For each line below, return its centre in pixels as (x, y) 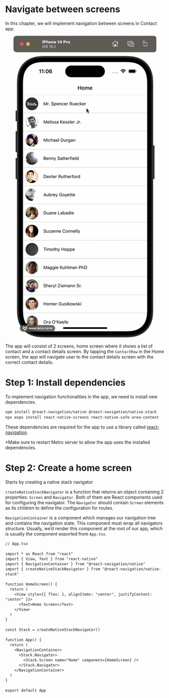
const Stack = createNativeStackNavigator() (53, 630)
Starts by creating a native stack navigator (49, 482)
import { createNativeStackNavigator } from (53, 569)
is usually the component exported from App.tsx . (56, 534)
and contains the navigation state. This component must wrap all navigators (84, 523)
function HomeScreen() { (31, 584)
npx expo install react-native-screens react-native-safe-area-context (82, 417)
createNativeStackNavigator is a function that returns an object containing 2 (84, 492)
